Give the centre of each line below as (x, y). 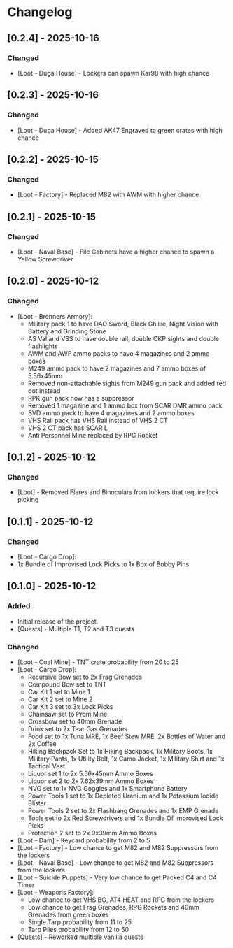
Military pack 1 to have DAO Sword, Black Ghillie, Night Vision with (123, 324)
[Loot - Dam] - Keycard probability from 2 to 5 (84, 840)
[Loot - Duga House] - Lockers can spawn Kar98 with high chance (113, 73)
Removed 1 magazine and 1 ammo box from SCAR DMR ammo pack (125, 405)
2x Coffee (42, 744)
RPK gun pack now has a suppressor (81, 398)
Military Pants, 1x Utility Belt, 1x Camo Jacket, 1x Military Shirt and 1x (126, 759)
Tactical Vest (46, 766)
